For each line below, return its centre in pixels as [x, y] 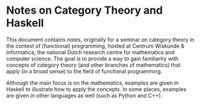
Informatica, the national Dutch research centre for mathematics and [90, 52]
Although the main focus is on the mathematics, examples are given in [93, 83]
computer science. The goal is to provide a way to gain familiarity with [93, 58]
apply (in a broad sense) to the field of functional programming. [84, 71]
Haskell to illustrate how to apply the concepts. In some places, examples [96, 89]
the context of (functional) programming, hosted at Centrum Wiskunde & [96, 46]
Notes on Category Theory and [84, 10]
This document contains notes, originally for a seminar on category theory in [100, 39]
